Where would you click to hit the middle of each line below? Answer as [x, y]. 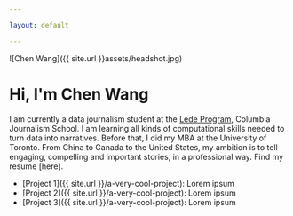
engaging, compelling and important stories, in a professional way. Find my [146, 156]
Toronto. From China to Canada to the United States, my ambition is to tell [143, 147]
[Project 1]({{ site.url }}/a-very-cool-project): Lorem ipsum [128, 183]
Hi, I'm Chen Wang [79, 94]
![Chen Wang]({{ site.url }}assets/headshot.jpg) [96, 58]
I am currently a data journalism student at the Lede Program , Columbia [140, 119]
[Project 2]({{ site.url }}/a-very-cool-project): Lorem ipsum [129, 193]
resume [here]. [36, 166]
